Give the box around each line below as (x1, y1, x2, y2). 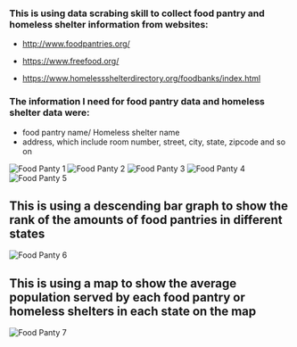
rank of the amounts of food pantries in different (9, 212, 283, 227)
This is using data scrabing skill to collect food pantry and (9, 7, 265, 20)
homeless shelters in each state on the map (9, 303, 257, 318)
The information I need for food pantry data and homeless (9, 95, 266, 108)
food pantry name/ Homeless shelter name (21, 127, 180, 137)
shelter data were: (9, 106, 91, 119)
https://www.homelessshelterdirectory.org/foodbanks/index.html (21, 73, 261, 84)
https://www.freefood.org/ (21, 56, 120, 67)
